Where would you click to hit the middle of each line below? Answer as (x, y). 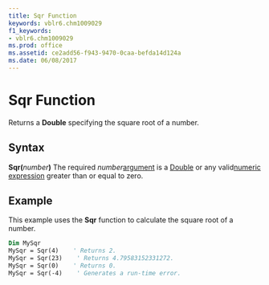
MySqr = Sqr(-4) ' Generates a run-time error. (95, 273)
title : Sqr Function (43, 16)
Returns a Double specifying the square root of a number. (104, 122)
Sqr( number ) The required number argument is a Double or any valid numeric (134, 167)
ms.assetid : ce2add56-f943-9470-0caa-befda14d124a (95, 53)
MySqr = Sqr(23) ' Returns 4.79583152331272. (91, 259)
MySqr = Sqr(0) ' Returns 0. (62, 266)
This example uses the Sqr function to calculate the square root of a (121, 220)
